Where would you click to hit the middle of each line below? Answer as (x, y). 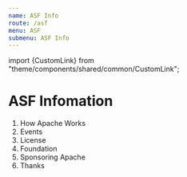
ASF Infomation (61, 101)
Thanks (32, 166)
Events (31, 132)
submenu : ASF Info (39, 38)
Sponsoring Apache (53, 157)
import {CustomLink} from (51, 61)
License (33, 140)
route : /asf (28, 23)
